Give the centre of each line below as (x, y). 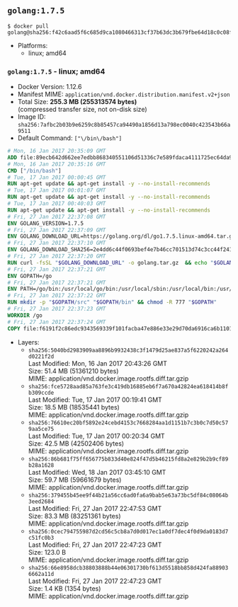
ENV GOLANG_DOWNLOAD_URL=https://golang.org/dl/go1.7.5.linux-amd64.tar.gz (121, 236)
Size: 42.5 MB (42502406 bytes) (76, 443)
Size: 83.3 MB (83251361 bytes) (74, 516)
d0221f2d (41, 357)
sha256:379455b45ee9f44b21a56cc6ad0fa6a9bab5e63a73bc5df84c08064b (128, 495)
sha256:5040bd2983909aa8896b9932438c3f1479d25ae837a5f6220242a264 (128, 350)
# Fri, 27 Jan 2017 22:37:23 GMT (57, 309)
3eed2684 (41, 502)
